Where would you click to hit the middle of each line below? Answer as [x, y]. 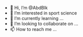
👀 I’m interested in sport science [43, 13]
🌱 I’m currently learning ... [37, 18]
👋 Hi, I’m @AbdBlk [29, 8]
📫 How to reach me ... [33, 29]
